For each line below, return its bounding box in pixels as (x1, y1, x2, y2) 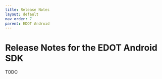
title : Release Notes (5, 7, 50, 12)
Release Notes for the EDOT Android (5, 42, 158, 53)
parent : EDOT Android (5, 21, 50, 26)
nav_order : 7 (5, 16, 32, 21)
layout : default (5, 12, 39, 17)
